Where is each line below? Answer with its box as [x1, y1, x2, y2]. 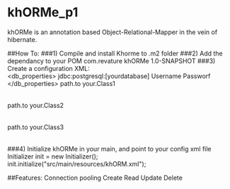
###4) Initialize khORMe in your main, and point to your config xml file [7, 144, 212, 153]
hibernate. [7, 35, 38, 43]
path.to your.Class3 [7, 122, 64, 131]
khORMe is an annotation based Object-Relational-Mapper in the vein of [7, 28, 218, 36]
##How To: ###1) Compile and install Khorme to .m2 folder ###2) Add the [7, 49, 223, 58]
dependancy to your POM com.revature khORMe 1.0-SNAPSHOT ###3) [7, 56, 216, 65]
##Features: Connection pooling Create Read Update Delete [7, 173, 183, 182]
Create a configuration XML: [7, 64, 90, 72]
